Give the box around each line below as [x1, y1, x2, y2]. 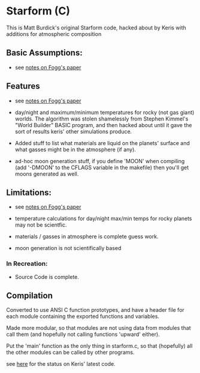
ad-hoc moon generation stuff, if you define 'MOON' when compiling [14, 157, 185, 164]
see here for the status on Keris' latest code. [6, 360, 116, 368]
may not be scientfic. [14, 221, 67, 228]
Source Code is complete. [14, 273, 80, 280]
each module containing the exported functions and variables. [6, 313, 160, 320]
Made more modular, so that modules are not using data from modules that [6, 324, 191, 332]
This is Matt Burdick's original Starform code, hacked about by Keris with [6, 24, 187, 31]
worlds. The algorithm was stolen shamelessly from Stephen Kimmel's [14, 115, 189, 122]
